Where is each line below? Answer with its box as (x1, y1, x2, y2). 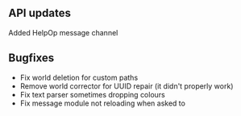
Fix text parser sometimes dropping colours (19, 89, 165, 99)
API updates (8, 6, 71, 20)
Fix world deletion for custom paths (19, 72, 139, 82)
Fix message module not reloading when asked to (19, 98, 185, 108)
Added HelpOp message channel (8, 27, 118, 37)
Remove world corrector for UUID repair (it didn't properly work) (19, 81, 234, 91)
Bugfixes (8, 52, 55, 65)
